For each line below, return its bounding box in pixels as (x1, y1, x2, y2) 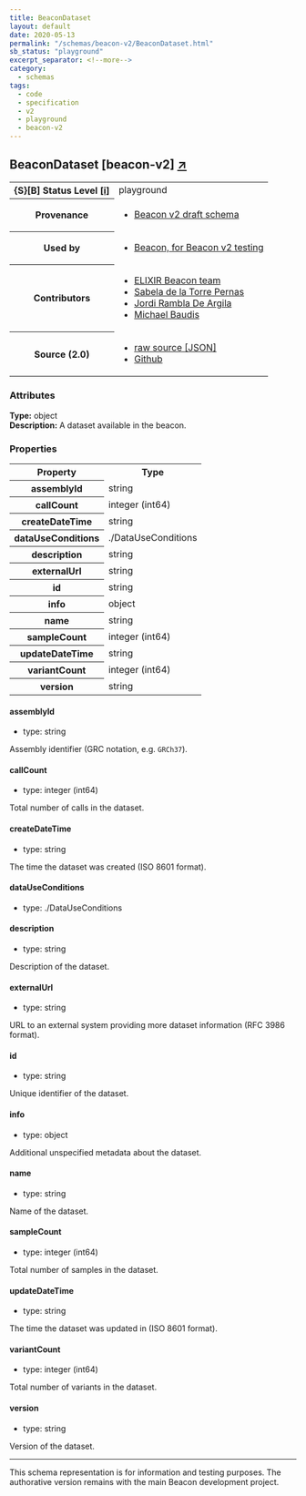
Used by (43, 242, 80, 255)
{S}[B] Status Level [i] (14, 184, 110, 197)
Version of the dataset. (9, 1440, 96, 1451)
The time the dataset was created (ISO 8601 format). (9, 861, 207, 872)
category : (9, 65, 47, 74)
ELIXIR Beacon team (133, 274, 221, 287)
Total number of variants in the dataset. (9, 1381, 158, 1393)
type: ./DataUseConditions (22, 902, 123, 913)
